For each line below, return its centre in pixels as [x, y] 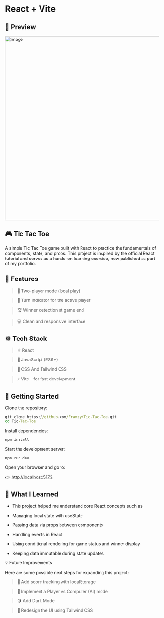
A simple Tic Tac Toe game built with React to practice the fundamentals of [81, 248]
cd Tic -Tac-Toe [20, 421]
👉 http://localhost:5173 [29, 477]
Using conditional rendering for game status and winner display [76, 544]
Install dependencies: [27, 431]
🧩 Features [22, 279]
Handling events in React [37, 534]
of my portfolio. [20, 263]
